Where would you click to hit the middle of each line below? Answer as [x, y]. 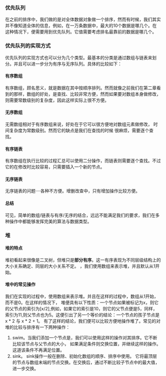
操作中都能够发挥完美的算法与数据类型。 [50, 221]
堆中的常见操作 [20, 284]
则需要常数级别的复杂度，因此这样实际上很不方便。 [57, 100]
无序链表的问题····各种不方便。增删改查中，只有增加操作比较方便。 [73, 191]
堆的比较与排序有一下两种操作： [38, 327]
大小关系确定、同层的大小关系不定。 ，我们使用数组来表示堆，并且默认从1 [80, 266]
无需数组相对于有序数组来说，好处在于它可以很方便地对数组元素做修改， [79, 124]
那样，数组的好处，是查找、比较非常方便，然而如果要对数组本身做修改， [87, 94]
